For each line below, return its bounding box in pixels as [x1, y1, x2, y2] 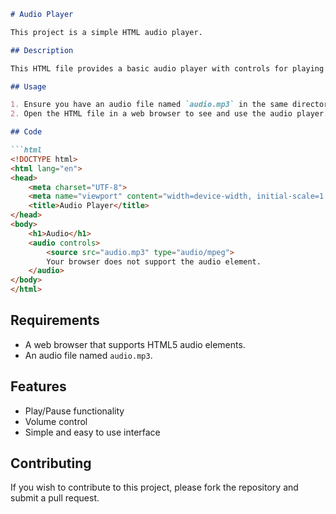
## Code [10, 127, 43, 137]
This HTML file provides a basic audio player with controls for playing [10, 63, 325, 74]
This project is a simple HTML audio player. [10, 27, 203, 37]
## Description [10, 45, 74, 55]
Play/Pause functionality [24, 405, 125, 417]
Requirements [10, 312, 100, 329]
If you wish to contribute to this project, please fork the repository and [10, 481, 299, 494]
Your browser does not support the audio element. [46, 256, 262, 267]
